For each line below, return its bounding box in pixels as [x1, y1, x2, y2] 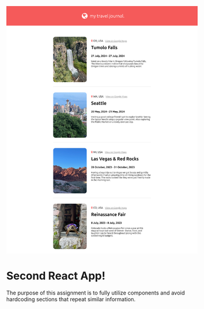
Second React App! [6, 269, 106, 282]
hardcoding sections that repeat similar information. [6, 295, 136, 303]
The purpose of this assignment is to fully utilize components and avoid [6, 289, 185, 296]
